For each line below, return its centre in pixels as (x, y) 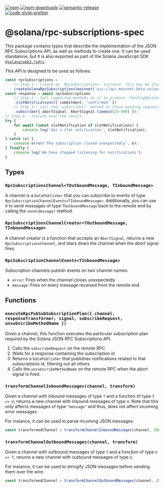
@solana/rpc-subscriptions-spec (75, 32)
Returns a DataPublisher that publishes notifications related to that (79, 358)
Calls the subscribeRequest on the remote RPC (59, 348)
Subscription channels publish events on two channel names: (67, 270)
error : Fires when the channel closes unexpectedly (64, 280)
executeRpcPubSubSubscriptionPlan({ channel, (60, 314)
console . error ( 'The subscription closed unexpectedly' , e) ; (76, 143)
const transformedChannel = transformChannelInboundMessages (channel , (78, 430)
